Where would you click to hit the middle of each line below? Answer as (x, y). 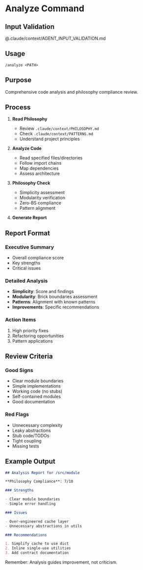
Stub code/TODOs (31, 435)
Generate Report (29, 218)
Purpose (18, 80)
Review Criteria (29, 357)
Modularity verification (42, 198)
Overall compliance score (38, 258)
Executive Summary (30, 247)
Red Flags (17, 415)
